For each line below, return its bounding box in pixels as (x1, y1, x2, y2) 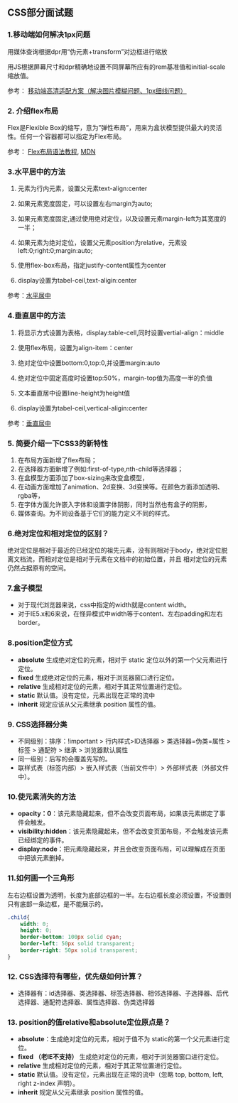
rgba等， (17, 491, 44, 499)
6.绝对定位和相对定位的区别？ (7, 528, 109, 538)
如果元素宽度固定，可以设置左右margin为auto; (17, 200, 153, 208)
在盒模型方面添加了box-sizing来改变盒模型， (17, 473, 148, 482)
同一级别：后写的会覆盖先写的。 (17, 755, 112, 764)
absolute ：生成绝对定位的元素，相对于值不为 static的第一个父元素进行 (17, 1035, 224, 1043)
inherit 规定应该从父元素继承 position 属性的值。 (17, 700, 160, 708)
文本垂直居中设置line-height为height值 (17, 389, 131, 397)
